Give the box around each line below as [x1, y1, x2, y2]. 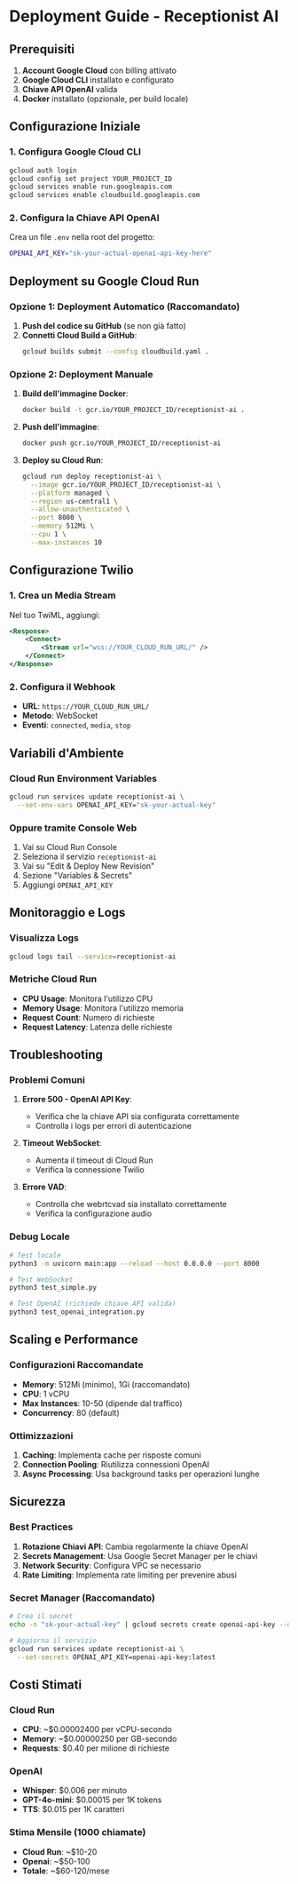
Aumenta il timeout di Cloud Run [35, 1155, 153, 1165]
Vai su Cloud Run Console [21, 841, 118, 852]
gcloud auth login [9, 166, 77, 175]
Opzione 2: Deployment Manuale [9, 368, 153, 380]
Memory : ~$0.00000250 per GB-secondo [21, 1734, 177, 1745]
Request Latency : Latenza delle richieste [21, 1021, 173, 1032]
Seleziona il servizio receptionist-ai [21, 851, 157, 862]
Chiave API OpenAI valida [21, 84, 118, 94]
